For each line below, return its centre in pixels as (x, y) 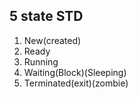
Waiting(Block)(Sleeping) (75, 72)
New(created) (52, 40)
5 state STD (46, 16)
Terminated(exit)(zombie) (76, 83)
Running (41, 61)
